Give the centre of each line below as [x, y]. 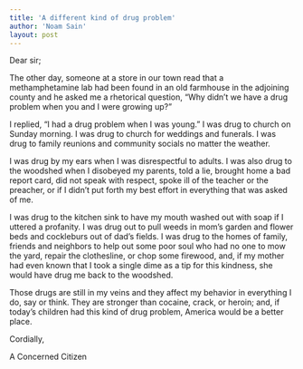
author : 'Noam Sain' [48, 26]
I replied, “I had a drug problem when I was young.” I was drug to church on [150, 124]
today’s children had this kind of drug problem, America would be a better [147, 312]
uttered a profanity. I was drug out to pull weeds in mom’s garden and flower [151, 227]
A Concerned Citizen [48, 357]
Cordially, [27, 339]
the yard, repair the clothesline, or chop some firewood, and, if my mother [147, 256]
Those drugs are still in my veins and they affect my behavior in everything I [151, 293]
